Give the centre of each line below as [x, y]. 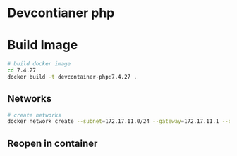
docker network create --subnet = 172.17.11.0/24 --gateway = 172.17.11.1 [113, 122]
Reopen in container [53, 143]
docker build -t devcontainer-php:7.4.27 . [72, 77]
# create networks [34, 115]
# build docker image [39, 64]
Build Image [43, 45]
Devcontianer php [61, 13]
